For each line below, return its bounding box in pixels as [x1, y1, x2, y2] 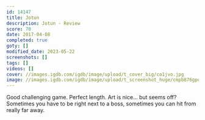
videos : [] [6, 65, 34, 72]
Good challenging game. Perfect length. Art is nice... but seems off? [6, 94, 177, 101]
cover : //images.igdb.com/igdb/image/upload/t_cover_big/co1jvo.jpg [6, 71, 184, 77]
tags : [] [6, 60, 29, 66]
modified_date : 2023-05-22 [6, 49, 75, 55]
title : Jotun [6, 15, 40, 21]
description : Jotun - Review [6, 20, 81, 26]
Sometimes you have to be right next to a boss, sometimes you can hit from [6, 100, 196, 107]
